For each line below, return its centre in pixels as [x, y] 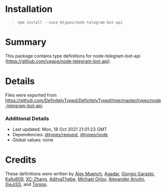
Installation [29, 9]
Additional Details [27, 118]
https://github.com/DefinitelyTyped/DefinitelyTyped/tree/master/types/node [83, 100]
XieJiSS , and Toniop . [27, 185]
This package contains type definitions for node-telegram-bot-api [73, 56]
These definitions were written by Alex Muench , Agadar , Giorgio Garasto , [80, 174]
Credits [21, 160]
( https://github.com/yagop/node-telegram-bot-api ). [58, 61]
